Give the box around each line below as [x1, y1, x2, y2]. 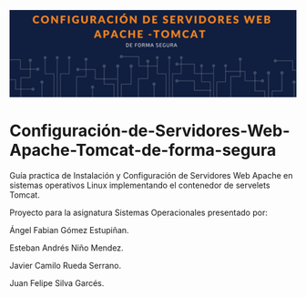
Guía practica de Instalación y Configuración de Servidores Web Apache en [9, 169, 293, 180]
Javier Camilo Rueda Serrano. [9, 260, 122, 271]
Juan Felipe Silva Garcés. [9, 277, 105, 288]
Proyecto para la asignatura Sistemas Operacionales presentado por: [9, 207, 269, 218]
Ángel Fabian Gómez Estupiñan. [9, 224, 129, 235]
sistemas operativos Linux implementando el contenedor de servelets [9, 179, 270, 190]
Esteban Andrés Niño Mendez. [9, 242, 125, 253]
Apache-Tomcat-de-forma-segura [9, 139, 277, 160]
